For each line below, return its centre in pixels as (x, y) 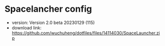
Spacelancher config (48, 9)
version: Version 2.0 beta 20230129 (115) (53, 23)
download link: (27, 27)
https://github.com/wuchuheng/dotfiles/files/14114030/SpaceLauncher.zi (86, 33)
